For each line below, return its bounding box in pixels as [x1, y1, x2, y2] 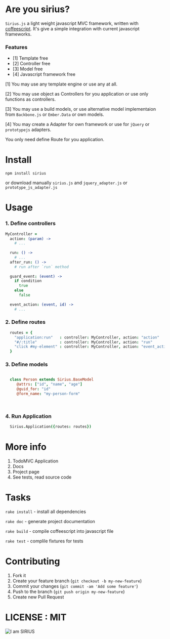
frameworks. [5, 31, 32, 37]
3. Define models [5, 361, 48, 368]
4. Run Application [5, 412, 52, 419]
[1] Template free [12, 55, 48, 61]
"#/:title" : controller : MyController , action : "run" [14, 339, 153, 345]
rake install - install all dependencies [5, 508, 86, 515]
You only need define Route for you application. [5, 137, 105, 143]
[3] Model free [12, 66, 43, 72]
